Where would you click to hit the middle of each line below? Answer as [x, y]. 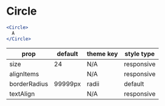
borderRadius [29, 83]
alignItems [24, 74]
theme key [102, 54]
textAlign [22, 94]
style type [140, 54]
